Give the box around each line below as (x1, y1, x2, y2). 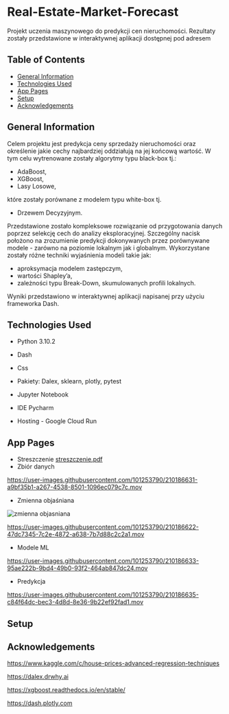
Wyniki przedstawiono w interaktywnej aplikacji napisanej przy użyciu (7, 292, 204, 300)
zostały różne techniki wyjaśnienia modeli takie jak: (7, 251, 152, 259)
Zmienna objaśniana (16, 497, 75, 505)
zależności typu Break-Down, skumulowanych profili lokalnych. (16, 278, 196, 287)
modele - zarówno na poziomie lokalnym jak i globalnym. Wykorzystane (7, 243, 210, 252)
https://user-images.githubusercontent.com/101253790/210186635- (7, 591, 199, 599)
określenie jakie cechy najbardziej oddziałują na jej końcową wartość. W (7, 147, 211, 155)
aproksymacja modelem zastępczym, (16, 264, 123, 272)
